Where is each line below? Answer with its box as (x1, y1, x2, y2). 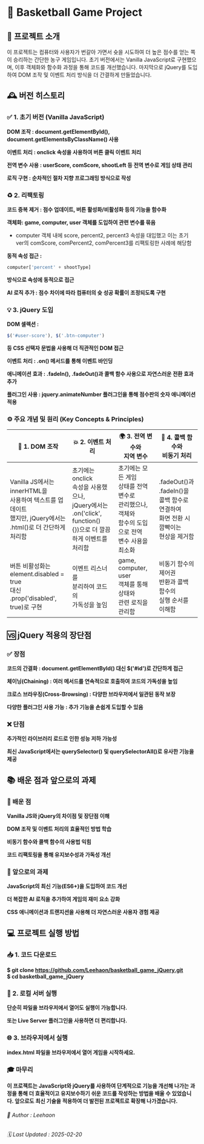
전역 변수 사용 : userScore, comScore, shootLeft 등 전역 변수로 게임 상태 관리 (7, 161, 192, 169)
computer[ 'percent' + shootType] (7, 264, 91, 270)
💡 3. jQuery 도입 (7, 305, 54, 314)
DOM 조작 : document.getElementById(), (7, 128, 110, 135)
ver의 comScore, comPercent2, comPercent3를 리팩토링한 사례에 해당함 (15, 239, 192, 247)
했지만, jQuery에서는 (10, 514, 66, 523)
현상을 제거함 (159, 533, 194, 541)
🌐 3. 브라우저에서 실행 (7, 1033, 68, 1042)
